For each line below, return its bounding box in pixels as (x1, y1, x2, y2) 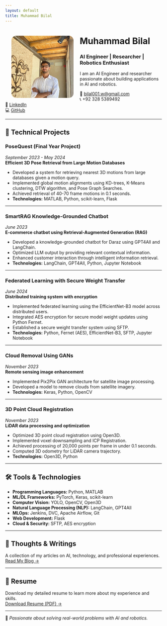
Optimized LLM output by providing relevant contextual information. (12, 249, 151, 256)
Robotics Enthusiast (80, 59, 129, 66)
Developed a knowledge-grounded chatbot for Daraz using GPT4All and (12, 239, 160, 245)
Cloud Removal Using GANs (5, 352, 74, 359)
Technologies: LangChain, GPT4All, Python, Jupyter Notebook (12, 260, 142, 266)
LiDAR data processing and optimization (5, 423, 90, 429)
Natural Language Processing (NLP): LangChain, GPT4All (12, 505, 132, 511)
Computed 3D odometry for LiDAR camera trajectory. (12, 448, 122, 454)
